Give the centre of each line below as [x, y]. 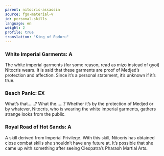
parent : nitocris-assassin [33, 10]
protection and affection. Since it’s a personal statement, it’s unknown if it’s [80, 75]
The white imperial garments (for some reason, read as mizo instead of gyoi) [82, 65]
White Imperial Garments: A [39, 54]
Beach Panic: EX [25, 93]
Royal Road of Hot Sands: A [38, 127]
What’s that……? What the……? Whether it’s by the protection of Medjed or [79, 104]
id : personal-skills [26, 19]
